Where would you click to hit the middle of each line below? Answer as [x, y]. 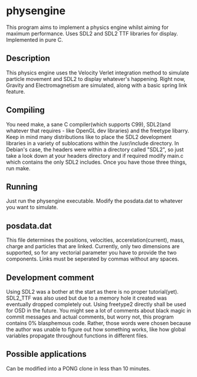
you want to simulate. [32, 207]
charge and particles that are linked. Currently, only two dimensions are [93, 246]
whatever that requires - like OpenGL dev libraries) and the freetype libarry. [98, 131]
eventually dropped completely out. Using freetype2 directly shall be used [96, 304]
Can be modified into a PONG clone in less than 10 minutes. [78, 368]
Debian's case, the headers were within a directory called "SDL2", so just [95, 149]
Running [22, 186]
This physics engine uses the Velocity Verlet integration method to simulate [98, 73]
